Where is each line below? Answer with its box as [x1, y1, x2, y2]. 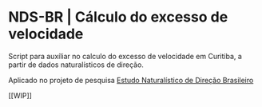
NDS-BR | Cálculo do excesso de [8, 8, 228, 26]
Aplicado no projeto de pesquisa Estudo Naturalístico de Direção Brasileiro [8, 75, 254, 85]
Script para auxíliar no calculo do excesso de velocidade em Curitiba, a [8, 51, 242, 61]
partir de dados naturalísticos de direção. [8, 60, 144, 69]
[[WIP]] [8, 90, 32, 100]
